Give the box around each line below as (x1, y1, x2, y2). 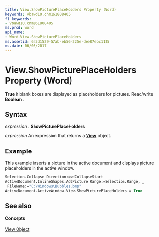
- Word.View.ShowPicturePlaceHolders (5, 35, 82, 40)
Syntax (5, 110, 27, 119)
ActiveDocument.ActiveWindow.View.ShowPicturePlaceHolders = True (5, 188, 142, 193)
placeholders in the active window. (5, 165, 74, 171)
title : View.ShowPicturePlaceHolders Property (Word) (5, 7, 117, 12)
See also (5, 202, 32, 210)
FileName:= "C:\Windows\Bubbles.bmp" (7, 184, 82, 189)
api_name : (5, 30, 25, 35)
